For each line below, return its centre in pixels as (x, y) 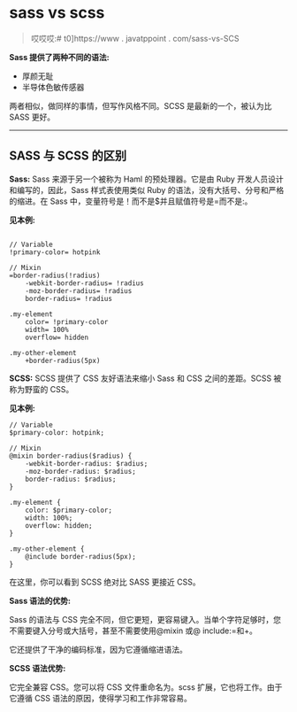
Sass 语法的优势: (40, 600)
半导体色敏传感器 (53, 87)
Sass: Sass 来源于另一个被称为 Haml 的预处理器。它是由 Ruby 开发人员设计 (147, 179)
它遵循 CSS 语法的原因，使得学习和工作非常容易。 (101, 698)
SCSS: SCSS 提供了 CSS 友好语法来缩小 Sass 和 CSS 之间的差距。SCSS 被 (145, 378)
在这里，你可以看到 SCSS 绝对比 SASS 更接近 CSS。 (105, 582)
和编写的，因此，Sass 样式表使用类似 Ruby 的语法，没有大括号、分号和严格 (147, 190)
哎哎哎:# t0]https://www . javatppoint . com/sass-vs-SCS (135, 38)
